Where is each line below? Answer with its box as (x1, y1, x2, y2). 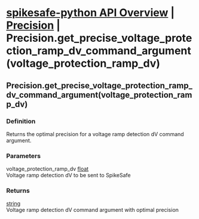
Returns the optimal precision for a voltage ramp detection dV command (6, 130, 184, 137)
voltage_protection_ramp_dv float (6, 165, 89, 172)
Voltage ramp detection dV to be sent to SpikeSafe (6, 172, 131, 179)
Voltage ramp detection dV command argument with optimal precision (6, 206, 179, 214)
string (6, 200, 21, 207)
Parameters (6, 152, 41, 160)
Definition (6, 117, 36, 125)
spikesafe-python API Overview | (6, 6, 175, 20)
